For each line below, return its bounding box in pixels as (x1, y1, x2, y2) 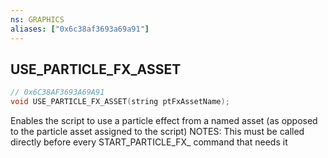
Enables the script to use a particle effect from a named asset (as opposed (10, 115, 318, 127)
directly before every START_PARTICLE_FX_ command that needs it (10, 136, 288, 148)
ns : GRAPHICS (10, 14, 65, 25)
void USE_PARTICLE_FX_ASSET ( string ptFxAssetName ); (10, 97, 230, 107)
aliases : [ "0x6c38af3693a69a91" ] (10, 24, 150, 34)
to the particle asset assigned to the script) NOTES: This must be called (10, 126, 305, 138)
